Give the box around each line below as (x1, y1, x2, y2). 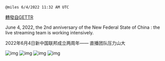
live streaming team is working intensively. (5, 30, 94, 35)
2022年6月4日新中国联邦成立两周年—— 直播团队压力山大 (5, 40, 126, 46)
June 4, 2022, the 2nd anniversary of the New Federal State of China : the (5, 24, 160, 30)
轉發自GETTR (5, 14, 34, 20)
